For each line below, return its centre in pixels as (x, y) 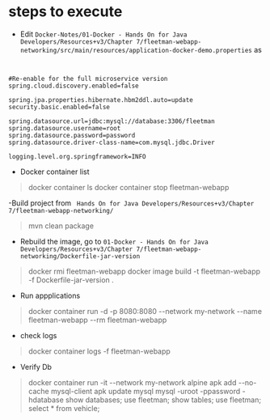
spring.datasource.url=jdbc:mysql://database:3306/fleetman (112, 121)
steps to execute (65, 12)
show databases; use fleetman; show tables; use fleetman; (163, 400)
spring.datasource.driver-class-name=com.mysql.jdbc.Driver (112, 142)
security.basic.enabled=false (59, 107)
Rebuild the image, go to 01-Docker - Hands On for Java (114, 241)
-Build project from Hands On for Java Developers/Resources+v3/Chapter (131, 203)
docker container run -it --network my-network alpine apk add (132, 382)
